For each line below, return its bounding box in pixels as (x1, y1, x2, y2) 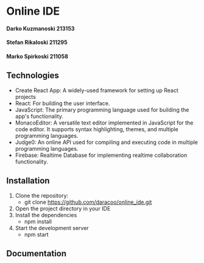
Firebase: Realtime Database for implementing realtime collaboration (15, 151, 188, 159)
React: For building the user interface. (15, 99, 110, 107)
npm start (24, 231, 49, 238)
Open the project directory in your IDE (15, 204, 111, 212)
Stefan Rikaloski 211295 (6, 38, 68, 46)
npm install (24, 218, 52, 225)
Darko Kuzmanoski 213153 (6, 24, 75, 32)
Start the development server (15, 224, 90, 231)
